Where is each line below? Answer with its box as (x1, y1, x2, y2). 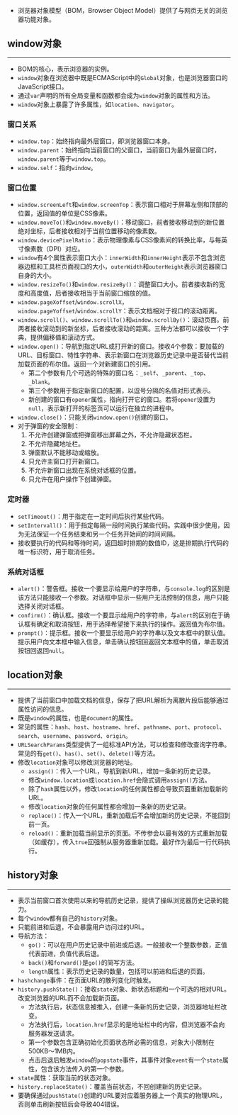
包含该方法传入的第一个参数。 (40, 1064, 128, 1072)
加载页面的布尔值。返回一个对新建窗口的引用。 (17, 360, 154, 369)
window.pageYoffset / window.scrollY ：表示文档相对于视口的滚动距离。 (17, 307, 221, 315)
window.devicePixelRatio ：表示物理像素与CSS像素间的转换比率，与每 (17, 236, 222, 245)
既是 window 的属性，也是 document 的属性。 (17, 713, 137, 722)
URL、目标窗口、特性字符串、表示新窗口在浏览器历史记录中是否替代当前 (17, 351, 229, 359)
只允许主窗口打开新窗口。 (28, 457, 103, 466)
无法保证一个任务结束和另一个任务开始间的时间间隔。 (23, 530, 179, 538)
